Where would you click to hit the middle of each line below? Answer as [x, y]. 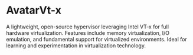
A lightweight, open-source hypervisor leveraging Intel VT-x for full [88, 27]
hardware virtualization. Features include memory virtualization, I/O [88, 33]
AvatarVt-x [34, 10]
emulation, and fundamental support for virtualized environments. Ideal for [97, 39]
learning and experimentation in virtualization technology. [76, 46]
